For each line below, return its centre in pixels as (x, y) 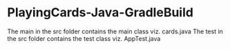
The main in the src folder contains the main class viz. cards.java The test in (115, 31)
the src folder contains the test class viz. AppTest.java (84, 38)
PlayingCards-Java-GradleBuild (100, 13)
